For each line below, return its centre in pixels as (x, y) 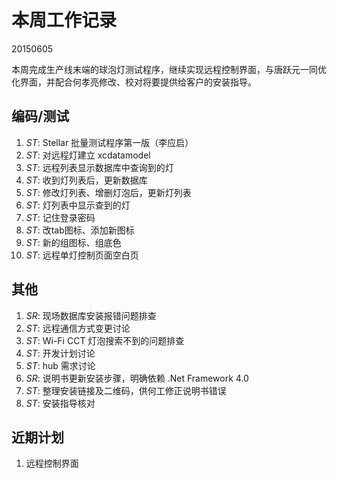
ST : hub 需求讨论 (60, 365)
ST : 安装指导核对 (60, 403)
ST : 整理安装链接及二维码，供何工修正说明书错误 (126, 390)
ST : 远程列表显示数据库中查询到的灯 (99, 167)
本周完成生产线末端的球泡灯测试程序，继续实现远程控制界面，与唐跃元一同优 (169, 69)
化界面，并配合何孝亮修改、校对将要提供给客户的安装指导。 (134, 82)
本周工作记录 (64, 20)
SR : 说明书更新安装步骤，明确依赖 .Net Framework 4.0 (137, 378)
